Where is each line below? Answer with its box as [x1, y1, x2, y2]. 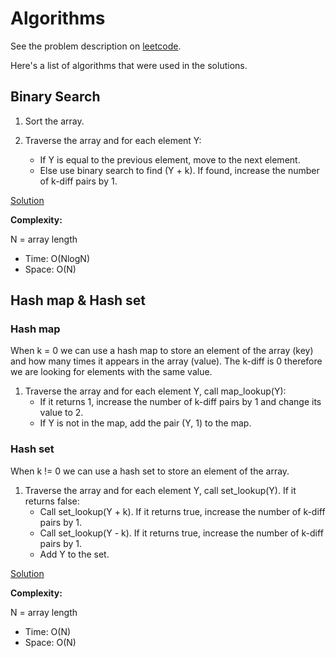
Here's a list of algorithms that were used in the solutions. [10, 59, 248, 71]
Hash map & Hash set [10, 292, 146, 309]
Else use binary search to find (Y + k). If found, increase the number [39, 164, 320, 176]
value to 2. [39, 407, 84, 419]
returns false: [24, 495, 80, 507]
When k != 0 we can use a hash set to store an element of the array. [10, 465, 290, 477]
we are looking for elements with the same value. [10, 366, 213, 378]
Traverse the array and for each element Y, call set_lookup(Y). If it [24, 484, 297, 496]
